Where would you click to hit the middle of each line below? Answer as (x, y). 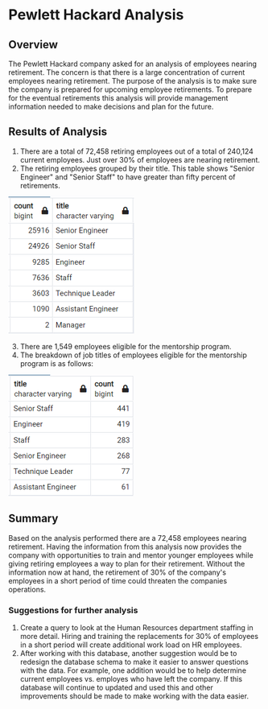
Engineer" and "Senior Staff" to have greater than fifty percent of (128, 177)
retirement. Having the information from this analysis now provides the (125, 546)
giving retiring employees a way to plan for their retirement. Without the (127, 563)
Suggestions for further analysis (73, 610)
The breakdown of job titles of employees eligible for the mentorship (133, 355)
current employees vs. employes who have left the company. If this (131, 678)
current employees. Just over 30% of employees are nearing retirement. (140, 159)
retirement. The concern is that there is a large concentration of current (127, 72)
